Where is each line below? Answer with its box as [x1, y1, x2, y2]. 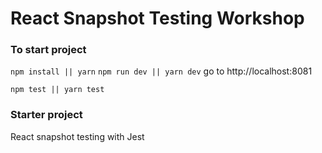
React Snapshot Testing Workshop [10, 7, 305, 30]
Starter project [10, 108, 83, 122]
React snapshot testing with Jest [10, 130, 145, 142]
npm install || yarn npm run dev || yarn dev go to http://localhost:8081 [10, 65, 313, 77]
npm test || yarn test [10, 85, 105, 95]
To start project [10, 43, 87, 57]
